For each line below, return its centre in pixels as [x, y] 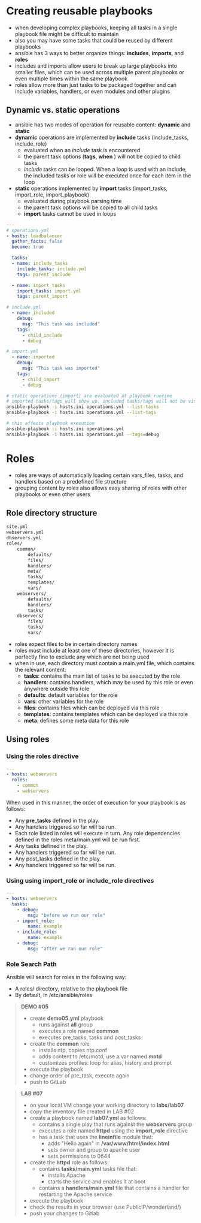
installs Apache [66, 1175]
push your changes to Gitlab [65, 1213]
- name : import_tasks [39, 285]
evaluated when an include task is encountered [82, 150]
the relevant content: [40, 669]
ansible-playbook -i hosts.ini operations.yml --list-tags [81, 413]
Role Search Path [31, 964]
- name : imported [33, 357]
